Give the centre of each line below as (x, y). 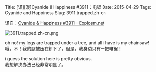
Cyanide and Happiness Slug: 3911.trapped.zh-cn (56, 13)
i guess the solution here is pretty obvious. (49, 58)
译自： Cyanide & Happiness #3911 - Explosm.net (55, 23)
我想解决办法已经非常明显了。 (35, 64)
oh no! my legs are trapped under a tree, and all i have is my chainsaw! (77, 43)
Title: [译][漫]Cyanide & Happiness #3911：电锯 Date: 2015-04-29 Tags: (78, 7)
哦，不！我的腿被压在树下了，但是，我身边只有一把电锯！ (64, 48)
